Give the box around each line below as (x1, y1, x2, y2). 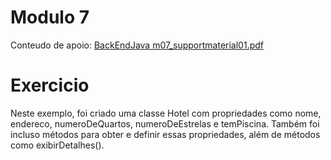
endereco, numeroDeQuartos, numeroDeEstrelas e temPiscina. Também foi (10, 117, 320, 130)
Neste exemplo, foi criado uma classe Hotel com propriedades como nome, (10, 107, 322, 119)
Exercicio (10, 74, 90, 97)
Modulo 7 (10, 6, 90, 29)
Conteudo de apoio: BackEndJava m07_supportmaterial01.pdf (10, 39, 264, 51)
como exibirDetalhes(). (10, 139, 105, 151)
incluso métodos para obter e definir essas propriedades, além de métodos (10, 128, 321, 140)
